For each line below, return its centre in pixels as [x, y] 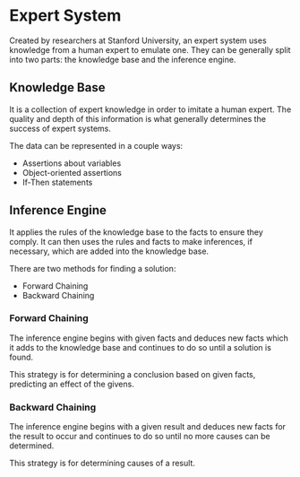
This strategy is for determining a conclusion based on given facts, [133, 374]
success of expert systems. [60, 128]
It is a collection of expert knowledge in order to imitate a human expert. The [150, 109]
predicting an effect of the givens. [72, 384]
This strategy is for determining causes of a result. [102, 464]
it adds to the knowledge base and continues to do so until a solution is [140, 347]
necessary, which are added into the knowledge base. [109, 251]
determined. [32, 446]
